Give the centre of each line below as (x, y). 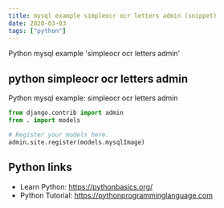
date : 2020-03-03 (37, 23)
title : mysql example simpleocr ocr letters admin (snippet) (113, 16)
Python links (40, 167)
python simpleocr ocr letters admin (98, 78)
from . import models (45, 120)
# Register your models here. (59, 135)
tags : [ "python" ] (37, 31)
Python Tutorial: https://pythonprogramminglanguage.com (116, 195)
